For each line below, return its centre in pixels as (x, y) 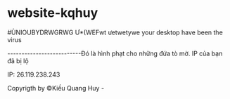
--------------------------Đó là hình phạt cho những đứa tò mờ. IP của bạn (115, 53)
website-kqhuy (53, 13)
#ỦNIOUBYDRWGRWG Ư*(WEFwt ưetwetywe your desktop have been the (115, 32)
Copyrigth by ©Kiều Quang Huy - (56, 88)
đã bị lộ (18, 60)
